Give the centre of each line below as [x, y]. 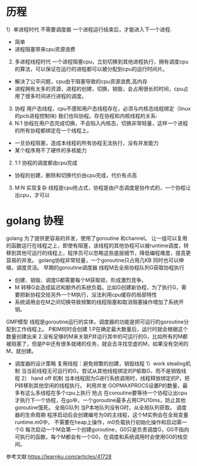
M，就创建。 [21, 351]
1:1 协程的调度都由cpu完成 [46, 162]
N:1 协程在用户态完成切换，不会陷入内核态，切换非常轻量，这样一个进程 [101, 123]
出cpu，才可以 [32, 195]
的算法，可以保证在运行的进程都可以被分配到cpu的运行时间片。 [91, 69]
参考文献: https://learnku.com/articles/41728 [59, 456]
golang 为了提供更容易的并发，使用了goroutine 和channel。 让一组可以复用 [97, 238]
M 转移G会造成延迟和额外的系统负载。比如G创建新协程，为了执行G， [98, 287]
